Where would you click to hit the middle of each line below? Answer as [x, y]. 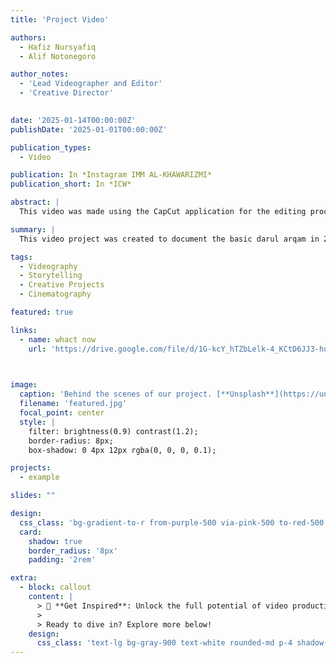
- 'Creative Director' [66, 93]
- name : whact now [58, 339]
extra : [24, 578]
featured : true [42, 312]
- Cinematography [55, 294]
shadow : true [55, 541]
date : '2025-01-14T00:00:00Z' [73, 120]
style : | [37, 422]
